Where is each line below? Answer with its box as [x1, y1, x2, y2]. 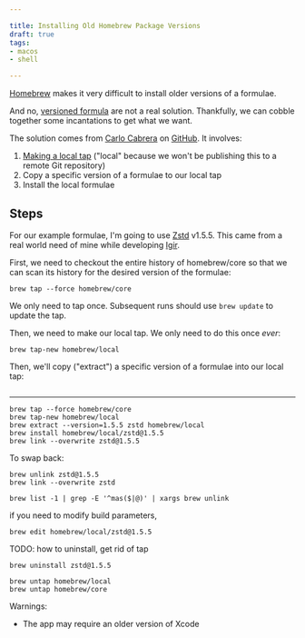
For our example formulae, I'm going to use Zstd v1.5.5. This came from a [9, 229, 283, 241]
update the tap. [9, 310, 66, 321]
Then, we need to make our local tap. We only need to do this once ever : [9, 327, 281, 338]
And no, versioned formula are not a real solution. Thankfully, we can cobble [9, 105, 295, 116]
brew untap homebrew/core [9, 584, 107, 593]
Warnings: [9, 601, 48, 612]
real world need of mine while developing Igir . [9, 239, 180, 250]
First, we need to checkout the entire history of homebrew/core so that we [9, 256, 288, 268]
